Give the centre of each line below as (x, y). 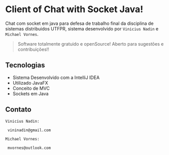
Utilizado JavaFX (30, 83)
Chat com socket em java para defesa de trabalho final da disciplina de (79, 23)
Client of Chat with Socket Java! (74, 9)
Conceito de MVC (31, 88)
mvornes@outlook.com (29, 148)
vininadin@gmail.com (29, 130)
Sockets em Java (31, 93)
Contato (18, 110)
